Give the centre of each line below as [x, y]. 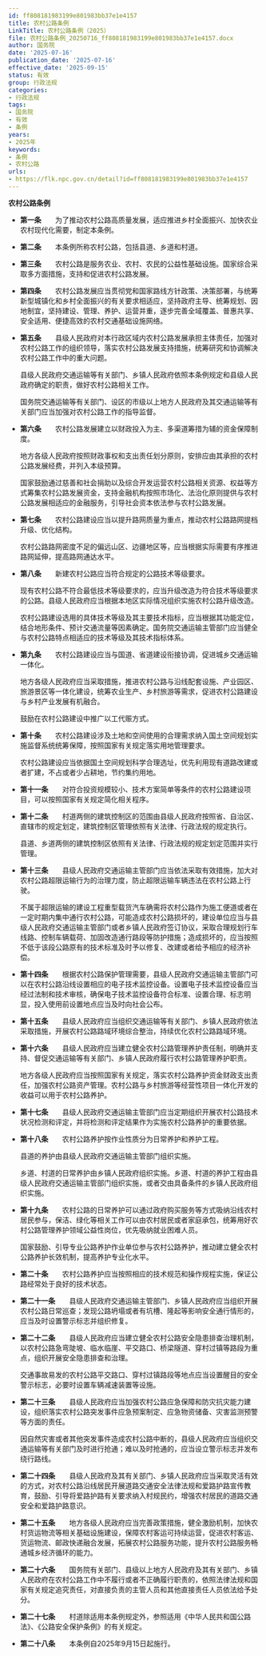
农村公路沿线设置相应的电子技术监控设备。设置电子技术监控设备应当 [146, 984]
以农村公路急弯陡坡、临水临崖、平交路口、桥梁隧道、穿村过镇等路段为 [135, 1347]
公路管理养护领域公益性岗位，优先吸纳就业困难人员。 [114, 1230]
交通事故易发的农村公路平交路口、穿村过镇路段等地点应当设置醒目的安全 [139, 1375]
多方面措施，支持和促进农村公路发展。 [90, 273]
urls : [17, 172]
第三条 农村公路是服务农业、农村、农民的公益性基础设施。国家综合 [135, 264]
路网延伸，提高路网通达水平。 [69, 556]
